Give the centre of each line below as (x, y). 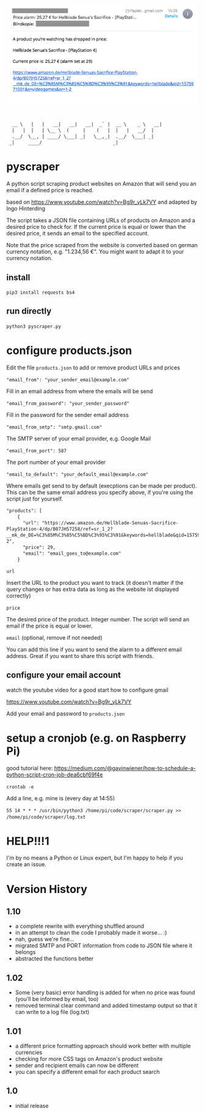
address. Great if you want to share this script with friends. (80, 656)
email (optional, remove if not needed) (54, 637)
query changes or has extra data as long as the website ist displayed (92, 589)
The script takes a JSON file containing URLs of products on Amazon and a (101, 220)
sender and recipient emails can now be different (77, 1065)
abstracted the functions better (54, 959)
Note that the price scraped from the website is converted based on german (102, 245)
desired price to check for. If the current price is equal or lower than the (96, 227)
